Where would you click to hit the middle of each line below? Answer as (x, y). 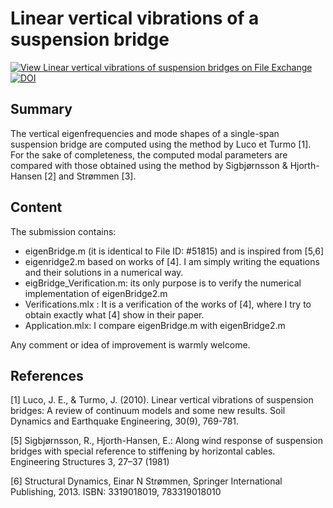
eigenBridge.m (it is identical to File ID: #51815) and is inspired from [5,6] (174, 251)
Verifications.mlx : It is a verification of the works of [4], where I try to (168, 304)
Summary (41, 109)
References (47, 375)
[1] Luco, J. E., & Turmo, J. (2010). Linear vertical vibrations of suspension (162, 400)
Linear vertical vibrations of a (135, 18)
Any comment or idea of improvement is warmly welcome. (130, 344)
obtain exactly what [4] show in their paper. (114, 314)
